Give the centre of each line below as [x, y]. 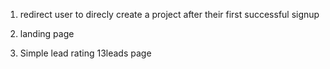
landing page [47, 33]
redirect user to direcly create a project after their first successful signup [169, 14]
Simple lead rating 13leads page [85, 53]
